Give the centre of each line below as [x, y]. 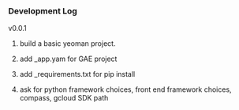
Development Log [43, 11]
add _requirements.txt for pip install [77, 74]
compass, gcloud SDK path [64, 98]
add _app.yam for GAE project [68, 59]
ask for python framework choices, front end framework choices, [125, 89]
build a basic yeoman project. [67, 44]
